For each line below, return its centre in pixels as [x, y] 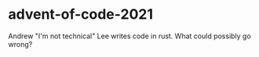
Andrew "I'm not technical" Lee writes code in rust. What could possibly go [129, 36]
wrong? [20, 44]
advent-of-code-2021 [81, 14]
